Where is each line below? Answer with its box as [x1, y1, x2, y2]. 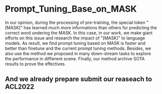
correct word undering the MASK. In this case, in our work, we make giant [5, 30, 153, 36]
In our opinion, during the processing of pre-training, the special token [5, 19, 146, 25]
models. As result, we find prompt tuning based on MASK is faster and [5, 40, 146, 46]
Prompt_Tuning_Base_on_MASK [5, 3, 137, 15]
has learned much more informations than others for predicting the [23, 24, 157, 30]
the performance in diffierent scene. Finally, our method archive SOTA [5, 56, 145, 61]
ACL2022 [5, 83, 35, 91]
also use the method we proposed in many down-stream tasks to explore [5, 50, 151, 56]
